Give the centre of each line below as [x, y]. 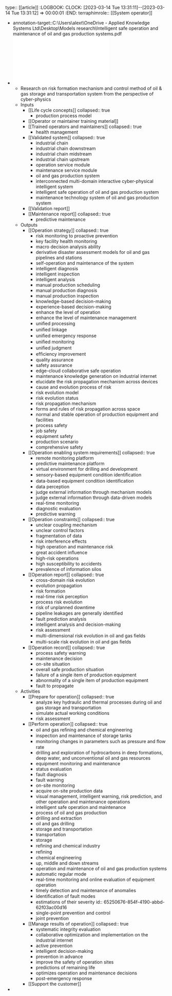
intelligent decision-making [64, 951]
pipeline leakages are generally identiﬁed [79, 613]
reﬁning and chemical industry [68, 846]
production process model [64, 116]
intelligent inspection [58, 274]
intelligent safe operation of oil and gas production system [97, 192]
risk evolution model [57, 392]
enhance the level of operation [68, 312]
